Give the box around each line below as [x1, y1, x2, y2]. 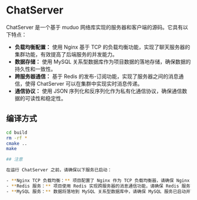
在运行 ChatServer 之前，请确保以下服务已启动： [6, 167, 113, 173]
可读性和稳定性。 [25, 94, 66, 101]
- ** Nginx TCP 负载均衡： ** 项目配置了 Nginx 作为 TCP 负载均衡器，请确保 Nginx [6, 178, 190, 184]
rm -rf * [6, 135, 28, 141]
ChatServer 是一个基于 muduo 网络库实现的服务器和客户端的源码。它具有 [6, 23, 184, 30]
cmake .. [6, 140, 28, 147]
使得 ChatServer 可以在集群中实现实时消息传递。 [25, 80, 143, 87]
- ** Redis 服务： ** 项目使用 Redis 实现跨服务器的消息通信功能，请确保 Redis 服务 [6, 183, 191, 189]
